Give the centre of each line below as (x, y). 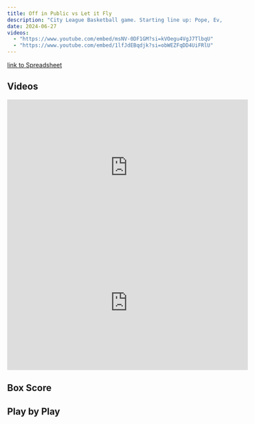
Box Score (30, 388)
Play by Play (34, 411)
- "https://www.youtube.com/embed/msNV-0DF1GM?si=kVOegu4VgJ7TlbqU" (113, 39)
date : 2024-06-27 (32, 26)
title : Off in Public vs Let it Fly (59, 13)
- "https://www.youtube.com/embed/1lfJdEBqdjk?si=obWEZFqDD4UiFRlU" (113, 45)
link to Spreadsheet (35, 65)
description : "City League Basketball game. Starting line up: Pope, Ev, (115, 20)
